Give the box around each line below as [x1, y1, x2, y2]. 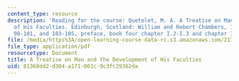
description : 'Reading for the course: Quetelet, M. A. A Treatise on [7, 17, 221, 24]
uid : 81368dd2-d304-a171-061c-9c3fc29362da [7, 63, 139, 70]
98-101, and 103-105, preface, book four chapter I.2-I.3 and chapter [14, 30, 228, 37]
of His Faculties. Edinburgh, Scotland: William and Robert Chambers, [14, 23, 228, 30]
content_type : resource [7, 10, 78, 18]
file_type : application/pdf [7, 43, 91, 50]
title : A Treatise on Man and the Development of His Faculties [7, 56, 202, 63]
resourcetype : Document [7, 50, 78, 57]
